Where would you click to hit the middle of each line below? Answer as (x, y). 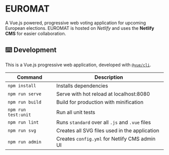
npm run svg (22, 130)
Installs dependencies (82, 85)
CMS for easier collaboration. (36, 33)
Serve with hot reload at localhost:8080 (103, 94)
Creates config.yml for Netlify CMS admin (106, 138)
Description (109, 77)
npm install (22, 86)
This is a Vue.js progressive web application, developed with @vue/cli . (78, 65)
